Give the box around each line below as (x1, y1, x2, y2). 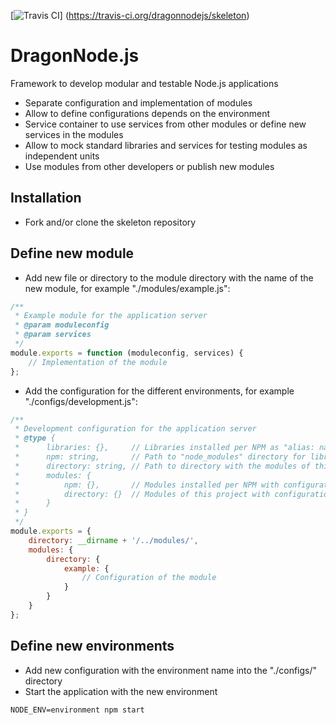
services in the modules (24, 128, 124, 140)
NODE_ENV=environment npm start (10, 705, 145, 715)
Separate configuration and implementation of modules (24, 96, 253, 109)
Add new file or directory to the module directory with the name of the (24, 271, 314, 284)
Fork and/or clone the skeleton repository (24, 216, 197, 228)
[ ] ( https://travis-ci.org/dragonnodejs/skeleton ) (10, 10, 250, 21)
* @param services (14, 330, 92, 340)
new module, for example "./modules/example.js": (24, 282, 231, 294)
